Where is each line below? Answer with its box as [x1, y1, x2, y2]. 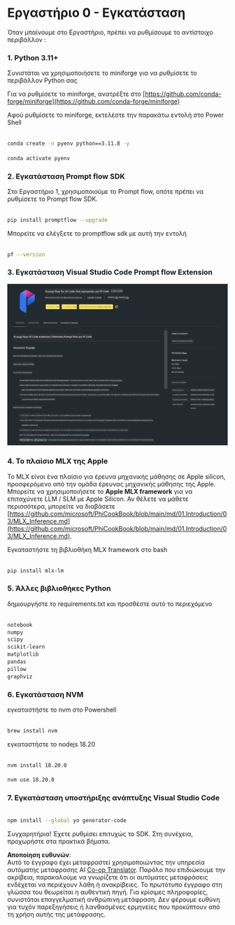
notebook [7, 621, 33, 628]
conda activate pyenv [7, 155, 71, 162]
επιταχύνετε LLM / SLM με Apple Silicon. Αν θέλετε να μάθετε [7, 495, 189, 503]
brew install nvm [7, 727, 58, 734]
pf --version [7, 250, 45, 258]
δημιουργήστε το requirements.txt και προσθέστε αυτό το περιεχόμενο [7, 600, 213, 608]
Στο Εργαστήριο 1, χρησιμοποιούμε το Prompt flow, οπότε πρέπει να [7, 188, 204, 196]
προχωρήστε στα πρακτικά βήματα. [7, 838, 111, 846]
